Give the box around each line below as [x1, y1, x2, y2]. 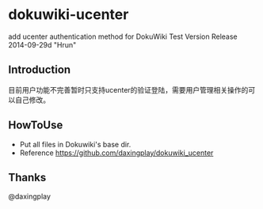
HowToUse [8, 119, 63, 132]
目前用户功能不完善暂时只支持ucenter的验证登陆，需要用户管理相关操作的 [8, 85, 249, 94]
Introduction [8, 63, 71, 77]
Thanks [8, 170, 47, 184]
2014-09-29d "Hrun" [8, 40, 77, 49]
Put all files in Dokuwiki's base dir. [19, 139, 131, 149]
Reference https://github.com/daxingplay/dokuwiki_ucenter [19, 148, 214, 158]
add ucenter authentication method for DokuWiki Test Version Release [8, 32, 238, 41]
